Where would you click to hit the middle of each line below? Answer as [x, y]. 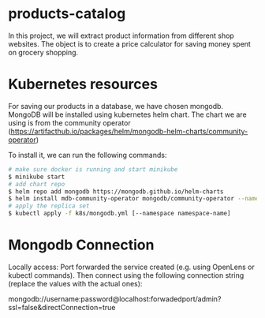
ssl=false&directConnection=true [62, 307]
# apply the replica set [49, 206]
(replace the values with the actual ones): [75, 283]
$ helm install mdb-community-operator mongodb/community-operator [121, 199]
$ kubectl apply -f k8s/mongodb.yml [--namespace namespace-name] [119, 214]
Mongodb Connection [81, 245]
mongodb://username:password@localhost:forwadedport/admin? [115, 299]
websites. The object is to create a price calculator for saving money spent [129, 43]
